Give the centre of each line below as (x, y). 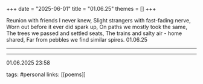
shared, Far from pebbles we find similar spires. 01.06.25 (77, 40)
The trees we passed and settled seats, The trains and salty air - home (94, 33)
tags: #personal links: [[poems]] (46, 74)
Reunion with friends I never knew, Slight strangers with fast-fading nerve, (99, 20)
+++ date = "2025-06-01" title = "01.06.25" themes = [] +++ (81, 9)
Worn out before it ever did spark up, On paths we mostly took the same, (97, 27)
